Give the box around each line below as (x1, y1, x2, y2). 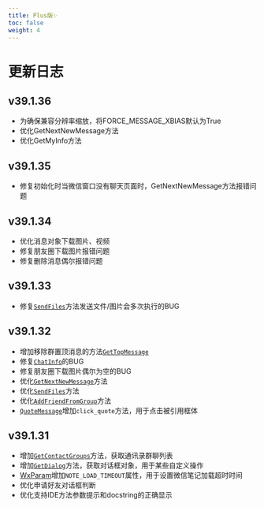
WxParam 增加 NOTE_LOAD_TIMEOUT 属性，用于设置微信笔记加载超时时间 (19, 471, 243, 480)
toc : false (8, 19, 44, 27)
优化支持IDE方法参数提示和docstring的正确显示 (19, 490, 173, 500)
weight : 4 (8, 26, 41, 34)
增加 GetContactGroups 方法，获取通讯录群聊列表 (19, 451, 173, 460)
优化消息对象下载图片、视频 (19, 237, 110, 245)
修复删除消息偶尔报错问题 (19, 256, 103, 265)
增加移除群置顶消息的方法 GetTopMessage (19, 346, 149, 356)
